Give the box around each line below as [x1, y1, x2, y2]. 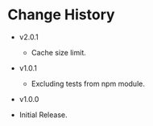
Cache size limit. [31, 47, 86, 57]
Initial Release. [19, 110, 68, 120]
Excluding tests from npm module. [31, 79, 146, 88]
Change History [7, 6, 115, 24]
